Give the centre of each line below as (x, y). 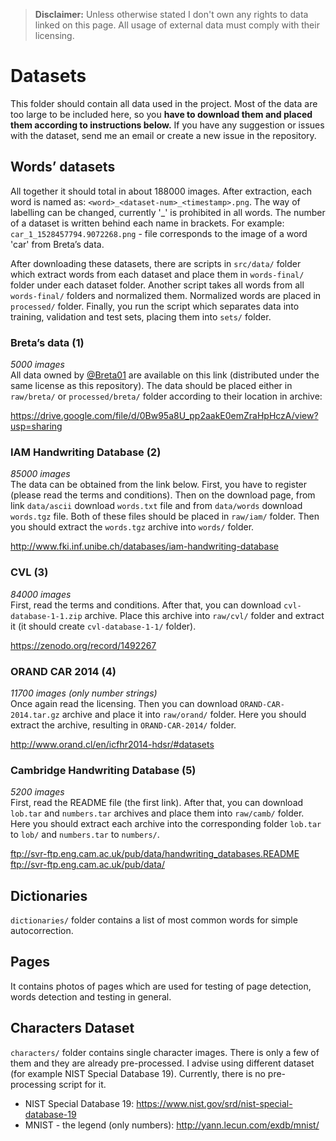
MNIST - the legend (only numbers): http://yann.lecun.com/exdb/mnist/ (172, 1125)
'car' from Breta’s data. (57, 244)
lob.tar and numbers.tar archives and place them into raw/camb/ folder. (157, 813)
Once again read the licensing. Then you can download (124, 703)
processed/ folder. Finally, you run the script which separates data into (155, 306)
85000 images (40, 474)
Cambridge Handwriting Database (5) (103, 770)
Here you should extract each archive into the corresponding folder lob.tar (166, 824)
